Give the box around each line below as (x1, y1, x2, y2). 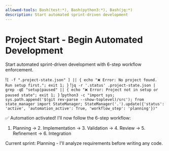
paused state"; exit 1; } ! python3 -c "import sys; (5, 92, 115, 98)
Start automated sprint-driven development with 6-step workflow (5, 61, 142, 67)
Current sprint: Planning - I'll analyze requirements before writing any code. (5, 140, 163, 146)
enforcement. (5, 67, 34, 73)
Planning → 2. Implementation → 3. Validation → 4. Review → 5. (12, 125, 146, 131)
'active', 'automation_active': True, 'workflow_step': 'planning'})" (5, 106, 158, 111)
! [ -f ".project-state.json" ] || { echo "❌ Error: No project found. (5, 77, 157, 83)
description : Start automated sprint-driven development (5, 12, 128, 17)
